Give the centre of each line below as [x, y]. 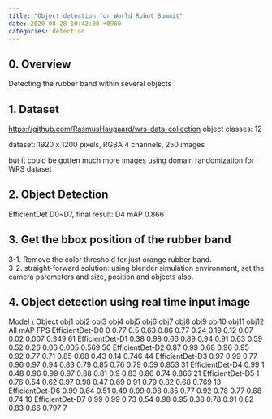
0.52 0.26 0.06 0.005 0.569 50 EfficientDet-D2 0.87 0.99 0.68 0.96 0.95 [129, 347]
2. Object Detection [58, 195]
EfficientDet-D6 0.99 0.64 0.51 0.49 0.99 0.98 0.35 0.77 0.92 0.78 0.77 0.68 [135, 391]
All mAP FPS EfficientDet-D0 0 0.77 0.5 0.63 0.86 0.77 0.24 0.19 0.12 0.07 [131, 330]
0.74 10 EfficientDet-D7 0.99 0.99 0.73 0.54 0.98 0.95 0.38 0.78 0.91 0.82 [131, 399]
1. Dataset [34, 109]
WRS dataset [30, 169]
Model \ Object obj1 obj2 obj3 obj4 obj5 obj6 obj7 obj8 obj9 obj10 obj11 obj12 [136, 321]
